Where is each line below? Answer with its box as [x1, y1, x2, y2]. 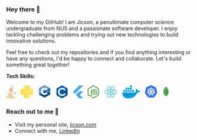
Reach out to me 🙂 [6, 108, 59, 116]
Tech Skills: [6, 73, 35, 80]
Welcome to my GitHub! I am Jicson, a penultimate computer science [6, 19, 174, 26]
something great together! [6, 61, 70, 68]
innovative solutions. [6, 38, 56, 45]
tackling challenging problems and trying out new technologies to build [6, 31, 179, 38]
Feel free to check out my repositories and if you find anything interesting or [6, 49, 191, 56]
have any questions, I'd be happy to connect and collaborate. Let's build [6, 55, 182, 62]
